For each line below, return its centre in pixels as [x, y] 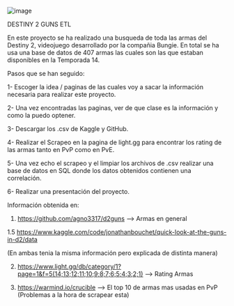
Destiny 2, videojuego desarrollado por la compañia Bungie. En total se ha [113, 45]
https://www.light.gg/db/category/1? [69, 266]
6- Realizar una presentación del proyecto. [69, 191]
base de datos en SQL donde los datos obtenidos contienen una [99, 170]
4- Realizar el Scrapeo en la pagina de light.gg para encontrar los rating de [115, 142]
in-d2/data [23, 239]
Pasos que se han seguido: [46, 74]
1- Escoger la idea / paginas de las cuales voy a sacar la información [106, 87]
